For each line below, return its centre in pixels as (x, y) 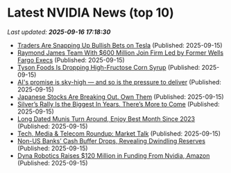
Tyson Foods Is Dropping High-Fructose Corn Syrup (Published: (109, 67)
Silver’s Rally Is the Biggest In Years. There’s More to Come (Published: (118, 104)
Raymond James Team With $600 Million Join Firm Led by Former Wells (120, 53)
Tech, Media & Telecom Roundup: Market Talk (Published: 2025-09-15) (119, 134)
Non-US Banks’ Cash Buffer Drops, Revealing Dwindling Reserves (111, 140)
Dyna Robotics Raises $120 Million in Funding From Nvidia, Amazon (113, 155)
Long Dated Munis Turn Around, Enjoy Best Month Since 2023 (106, 118)
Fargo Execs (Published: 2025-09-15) (71, 60)
